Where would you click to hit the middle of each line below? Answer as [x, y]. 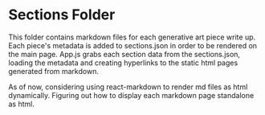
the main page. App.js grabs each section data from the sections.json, [124, 54]
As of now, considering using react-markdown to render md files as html [128, 87]
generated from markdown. [53, 71]
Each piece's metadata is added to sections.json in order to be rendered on [133, 45]
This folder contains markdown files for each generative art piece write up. [132, 37]
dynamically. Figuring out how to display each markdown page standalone [131, 95]
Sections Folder [62, 15]
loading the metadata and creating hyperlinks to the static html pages [123, 63]
